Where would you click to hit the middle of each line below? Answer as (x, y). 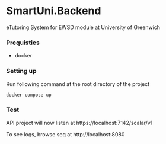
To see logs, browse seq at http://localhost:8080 (66, 134)
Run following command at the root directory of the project (78, 84)
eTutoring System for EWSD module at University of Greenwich (83, 27)
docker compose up (29, 95)
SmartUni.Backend (54, 11)
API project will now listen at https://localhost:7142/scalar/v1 (79, 123)
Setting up (21, 71)
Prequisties (23, 43)
